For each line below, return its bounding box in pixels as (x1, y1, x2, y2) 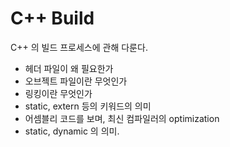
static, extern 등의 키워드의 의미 (24, 100, 152, 112)
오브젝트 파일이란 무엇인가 (24, 75, 128, 87)
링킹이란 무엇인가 (24, 87, 93, 99)
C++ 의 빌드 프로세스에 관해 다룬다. (10, 41, 148, 53)
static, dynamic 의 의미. (24, 125, 120, 137)
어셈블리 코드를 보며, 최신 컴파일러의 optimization (24, 112, 220, 124)
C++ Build (10, 7, 95, 30)
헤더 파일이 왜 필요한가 (24, 62, 114, 74)
